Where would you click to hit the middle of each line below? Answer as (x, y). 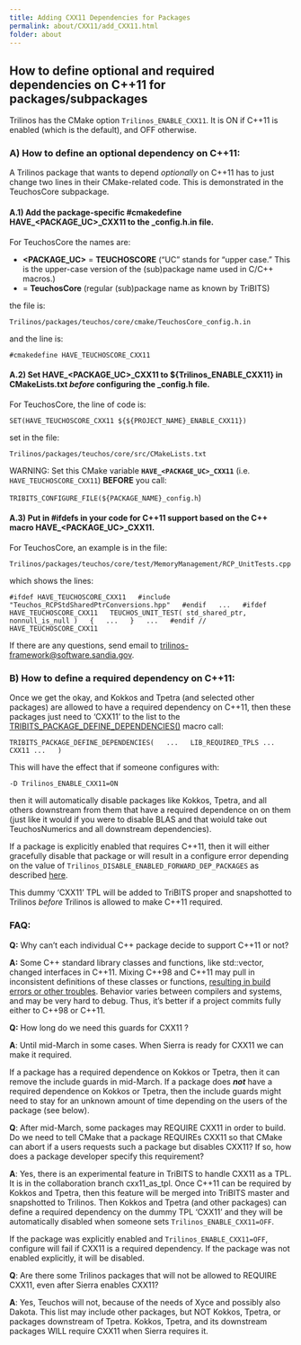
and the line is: (36, 339)
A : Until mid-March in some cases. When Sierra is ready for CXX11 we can (146, 1045)
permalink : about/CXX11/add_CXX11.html (84, 26)
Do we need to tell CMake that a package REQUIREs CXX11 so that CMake (146, 1137)
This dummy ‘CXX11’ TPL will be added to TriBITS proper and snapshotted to (150, 893)
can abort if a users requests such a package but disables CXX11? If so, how (150, 1146)
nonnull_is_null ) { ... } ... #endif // (108, 621)
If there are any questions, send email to (84, 646)
